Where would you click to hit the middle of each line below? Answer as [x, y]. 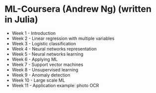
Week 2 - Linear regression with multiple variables [63, 38]
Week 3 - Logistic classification [44, 43]
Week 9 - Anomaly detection [41, 75]
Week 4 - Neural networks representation [54, 49]
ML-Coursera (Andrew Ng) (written [78, 9]
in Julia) [21, 19]
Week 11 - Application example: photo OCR [55, 85]
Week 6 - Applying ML [35, 59]
